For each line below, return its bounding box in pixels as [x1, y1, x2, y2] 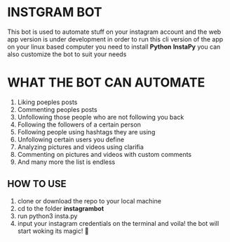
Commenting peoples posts [17, 105, 97, 113]
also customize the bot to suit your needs [7, 50, 127, 58]
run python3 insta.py [17, 212, 78, 220]
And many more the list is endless [17, 158, 116, 166]
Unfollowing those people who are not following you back [17, 113, 184, 121]
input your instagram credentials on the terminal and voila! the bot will [17, 219, 219, 227]
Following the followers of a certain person [17, 120, 142, 129]
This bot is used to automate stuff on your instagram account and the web [7, 27, 222, 36]
